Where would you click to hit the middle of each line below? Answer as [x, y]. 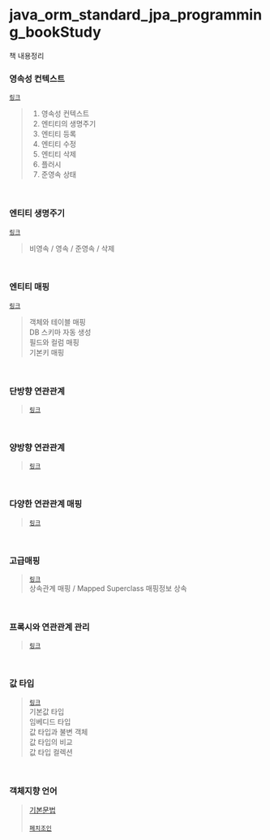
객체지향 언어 [33, 790]
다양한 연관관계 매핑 [46, 504]
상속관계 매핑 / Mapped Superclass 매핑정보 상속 [108, 588]
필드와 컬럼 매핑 [54, 342]
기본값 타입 [47, 711]
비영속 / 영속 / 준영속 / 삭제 [72, 248]
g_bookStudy [56, 32]
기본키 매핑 [47, 352]
